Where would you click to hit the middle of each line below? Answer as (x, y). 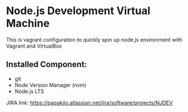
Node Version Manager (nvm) (51, 85)
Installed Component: (46, 65)
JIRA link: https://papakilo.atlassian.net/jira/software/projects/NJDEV (90, 103)
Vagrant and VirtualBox (34, 46)
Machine (28, 23)
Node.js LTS (29, 91)
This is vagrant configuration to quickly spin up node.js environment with (94, 39)
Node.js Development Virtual (78, 11)
